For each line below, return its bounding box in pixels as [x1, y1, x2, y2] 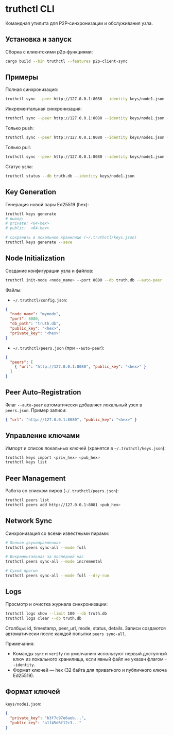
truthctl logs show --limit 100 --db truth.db [5, 611, 107, 616]
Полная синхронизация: [5, 86, 58, 93]
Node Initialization [5, 254, 65, 263]
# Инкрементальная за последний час [5, 554, 84, 560]
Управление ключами [5, 432, 80, 440]
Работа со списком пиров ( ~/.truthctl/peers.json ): [5, 488, 119, 494]
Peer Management [5, 474, 66, 482]
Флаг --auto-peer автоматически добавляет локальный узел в [5, 402, 143, 408]
